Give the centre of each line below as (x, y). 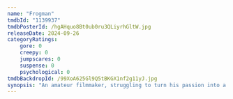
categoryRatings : (32, 40)
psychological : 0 (45, 72)
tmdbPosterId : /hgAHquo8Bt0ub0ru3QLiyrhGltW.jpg (79, 26)
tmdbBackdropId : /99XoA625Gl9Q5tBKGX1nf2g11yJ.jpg (82, 78)
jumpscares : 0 (40, 59)
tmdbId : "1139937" (34, 20)
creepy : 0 (34, 53)
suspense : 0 (37, 66)
